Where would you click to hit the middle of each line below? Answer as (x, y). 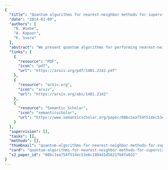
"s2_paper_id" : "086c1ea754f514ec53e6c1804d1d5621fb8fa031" (73, 155)
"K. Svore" (25, 38)
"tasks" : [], (23, 136)
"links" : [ (21, 52)
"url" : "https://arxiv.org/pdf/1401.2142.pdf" (67, 71)
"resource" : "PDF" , (38, 61)
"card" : (17, 150)
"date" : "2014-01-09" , (33, 19)
